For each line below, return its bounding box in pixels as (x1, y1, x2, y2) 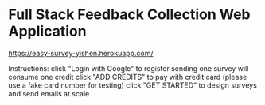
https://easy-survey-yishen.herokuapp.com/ (8, 48, 154, 58)
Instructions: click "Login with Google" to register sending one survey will (8, 63, 249, 73)
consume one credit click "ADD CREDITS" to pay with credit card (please (8, 72, 247, 81)
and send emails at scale (8, 88, 90, 98)
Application (8, 22, 87, 40)
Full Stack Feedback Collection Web (8, 6, 251, 24)
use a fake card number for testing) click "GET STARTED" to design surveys (8, 81, 257, 90)
